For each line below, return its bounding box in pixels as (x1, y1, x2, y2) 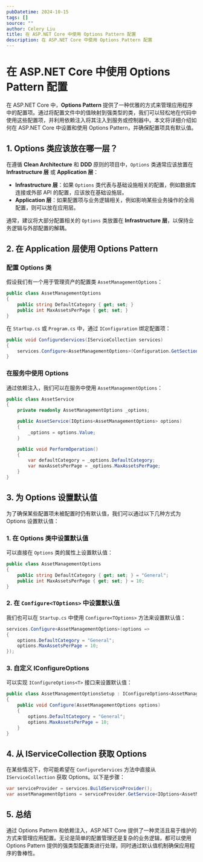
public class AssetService (6, 396, 74, 402)
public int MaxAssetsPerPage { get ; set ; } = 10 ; (17, 578, 145, 584)
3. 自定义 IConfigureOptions (6, 664, 89, 672)
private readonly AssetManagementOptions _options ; (17, 407, 150, 414)
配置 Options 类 (6, 264, 52, 272)
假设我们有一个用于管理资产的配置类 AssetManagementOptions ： (6, 278, 163, 285)
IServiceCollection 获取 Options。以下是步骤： (6, 774, 126, 781)
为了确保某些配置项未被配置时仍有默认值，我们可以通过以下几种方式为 (6, 509, 181, 517)
